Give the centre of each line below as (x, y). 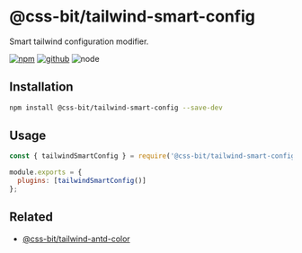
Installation (41, 87)
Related (31, 217)
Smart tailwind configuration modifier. (79, 41)
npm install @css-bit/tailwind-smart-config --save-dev (116, 108)
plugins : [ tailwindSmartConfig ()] (82, 181)
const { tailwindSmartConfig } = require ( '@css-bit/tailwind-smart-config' (154, 156)
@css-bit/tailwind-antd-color (76, 239)
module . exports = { (46, 172)
